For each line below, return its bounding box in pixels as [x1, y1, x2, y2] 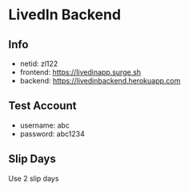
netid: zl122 [19, 59, 58, 68]
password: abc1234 [19, 128, 86, 138]
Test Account [8, 99, 77, 113]
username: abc [19, 120, 70, 130]
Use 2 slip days [8, 173, 59, 183]
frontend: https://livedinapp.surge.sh [19, 67, 142, 77]
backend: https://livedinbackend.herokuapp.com [19, 76, 181, 85]
